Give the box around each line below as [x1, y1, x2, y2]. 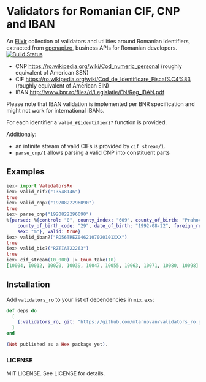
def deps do [6, 307, 37, 313]
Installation [6, 280, 50, 290]
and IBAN [6, 17, 55, 31]
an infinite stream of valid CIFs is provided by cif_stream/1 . [15, 142, 166, 149]
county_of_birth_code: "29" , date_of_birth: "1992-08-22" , [17, 222, 172, 229]
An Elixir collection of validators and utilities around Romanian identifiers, [6, 37, 191, 45]
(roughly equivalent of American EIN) [15, 81, 109, 89]
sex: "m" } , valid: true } [17, 228, 81, 234]
